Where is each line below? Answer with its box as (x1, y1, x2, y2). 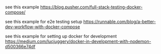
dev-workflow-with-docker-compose (5, 24, 80, 30)
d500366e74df (5, 44, 36, 49)
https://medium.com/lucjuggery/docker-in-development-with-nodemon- (5, 38, 152, 44)
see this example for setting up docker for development (5, 34, 117, 39)
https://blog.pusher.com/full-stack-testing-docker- (40, 4, 143, 10)
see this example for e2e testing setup (5, 19, 82, 24)
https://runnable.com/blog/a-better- (83, 19, 156, 24)
